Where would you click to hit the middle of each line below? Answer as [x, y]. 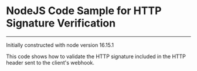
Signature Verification [61, 23]
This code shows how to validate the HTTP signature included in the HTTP [96, 56]
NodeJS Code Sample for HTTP [84, 11]
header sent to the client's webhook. [50, 62]
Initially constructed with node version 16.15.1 [60, 45]
